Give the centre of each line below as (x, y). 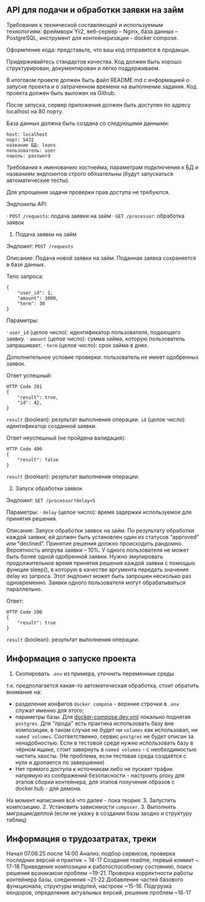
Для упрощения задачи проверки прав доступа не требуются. (88, 192)
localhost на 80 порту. (35, 111)
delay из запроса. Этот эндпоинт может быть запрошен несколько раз (99, 576)
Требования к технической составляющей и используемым (85, 24)
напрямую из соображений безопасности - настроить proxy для (100, 775)
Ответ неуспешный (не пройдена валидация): (66, 438)
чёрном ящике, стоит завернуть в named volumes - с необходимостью (106, 749)
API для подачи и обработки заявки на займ (95, 10)
